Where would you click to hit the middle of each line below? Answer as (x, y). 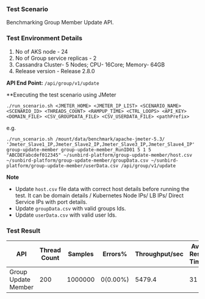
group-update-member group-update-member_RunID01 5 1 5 (79, 149)
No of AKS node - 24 (41, 51)
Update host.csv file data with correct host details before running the (102, 189)
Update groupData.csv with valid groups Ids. (70, 208)
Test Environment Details (44, 38)
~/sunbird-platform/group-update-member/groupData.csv (77, 160)
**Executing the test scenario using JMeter (61, 95)
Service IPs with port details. (51, 202)
